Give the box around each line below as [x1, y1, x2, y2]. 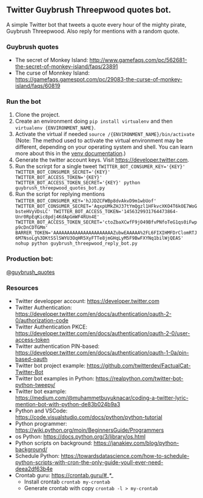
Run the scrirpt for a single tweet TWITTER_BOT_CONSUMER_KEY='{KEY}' [15, 163, 186, 170]
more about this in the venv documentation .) [15, 150, 126, 157]
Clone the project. [15, 111, 61, 118]
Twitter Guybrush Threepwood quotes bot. [6, 5, 171, 15]
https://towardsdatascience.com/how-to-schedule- [61, 452, 190, 459]
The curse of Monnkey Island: [15, 69, 90, 77]
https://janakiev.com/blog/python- [93, 440, 179, 446]
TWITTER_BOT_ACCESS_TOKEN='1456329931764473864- [53, 209, 179, 215]
